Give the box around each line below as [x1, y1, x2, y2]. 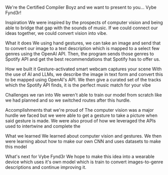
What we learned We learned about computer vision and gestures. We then [5, 133, 162, 139]
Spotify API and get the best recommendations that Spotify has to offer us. [5, 56, 160, 62]
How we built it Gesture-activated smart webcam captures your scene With [5, 66, 162, 72]
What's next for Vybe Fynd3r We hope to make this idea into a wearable [5, 154, 155, 159]
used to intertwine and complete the [5, 123, 81, 129]
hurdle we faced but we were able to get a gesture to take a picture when [5, 112, 158, 118]
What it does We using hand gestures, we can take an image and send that [5, 40, 161, 46]
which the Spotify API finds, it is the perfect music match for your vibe [5, 82, 151, 88]
